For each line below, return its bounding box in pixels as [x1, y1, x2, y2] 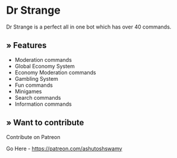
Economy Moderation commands [14, 69, 96, 76]
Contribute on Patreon [6, 133, 61, 140]
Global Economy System [14, 62, 75, 69]
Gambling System [14, 75, 58, 82]
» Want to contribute [6, 118, 84, 128]
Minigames [14, 87, 42, 95]
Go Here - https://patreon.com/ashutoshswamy [6, 145, 123, 152]
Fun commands [14, 81, 53, 89]
